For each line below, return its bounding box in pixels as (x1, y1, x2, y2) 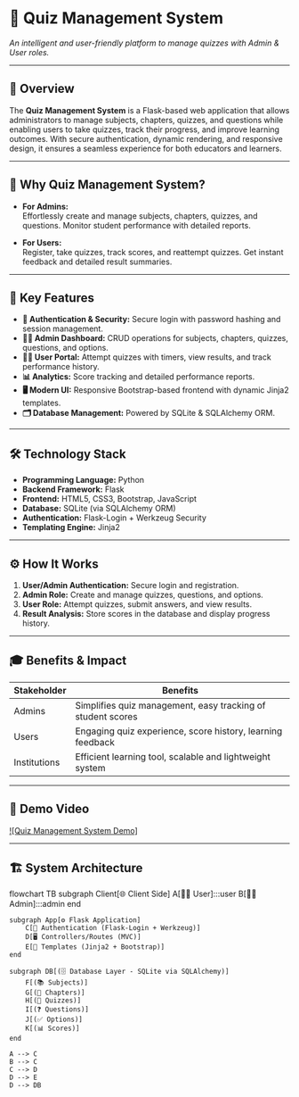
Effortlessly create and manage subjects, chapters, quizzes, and (21, 210, 258, 221)
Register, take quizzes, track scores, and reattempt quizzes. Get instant (21, 246, 284, 257)
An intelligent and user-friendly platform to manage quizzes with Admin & (9, 37, 280, 48)
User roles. (9, 46, 50, 57)
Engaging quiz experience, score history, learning (75, 725, 283, 737)
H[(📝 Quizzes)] (25, 996, 82, 1005)
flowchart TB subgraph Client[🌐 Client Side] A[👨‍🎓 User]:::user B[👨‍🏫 (9, 888, 257, 900)
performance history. (21, 362, 100, 372)
